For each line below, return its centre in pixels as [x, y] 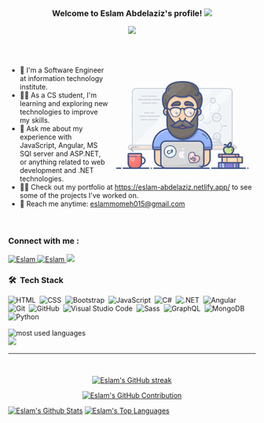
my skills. [35, 120]
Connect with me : [44, 241]
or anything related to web [62, 162]
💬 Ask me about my [51, 129]
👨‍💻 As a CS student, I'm [58, 95]
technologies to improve [59, 112]
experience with [46, 137]
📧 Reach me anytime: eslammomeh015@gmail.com [102, 204]
